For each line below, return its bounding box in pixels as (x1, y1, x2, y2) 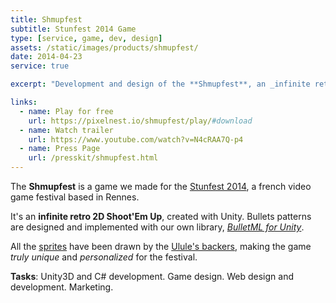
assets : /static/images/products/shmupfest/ (10, 42, 199, 53)
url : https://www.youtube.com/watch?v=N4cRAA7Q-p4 (28, 134, 244, 145)
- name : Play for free (19, 106, 114, 116)
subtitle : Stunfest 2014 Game (10, 24, 137, 34)
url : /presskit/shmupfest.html (28, 153, 159, 163)
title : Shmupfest (10, 14, 83, 25)
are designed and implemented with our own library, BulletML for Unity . (10, 221, 305, 233)
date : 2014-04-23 (10, 52, 83, 62)
